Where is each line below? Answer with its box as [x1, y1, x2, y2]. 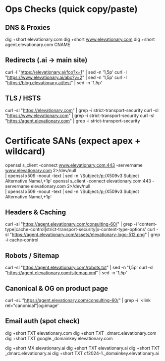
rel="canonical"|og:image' [5, 302, 59, 308]
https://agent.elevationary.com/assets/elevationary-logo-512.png [11, 232, 145, 238]
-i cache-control [5, 237, 39, 243]
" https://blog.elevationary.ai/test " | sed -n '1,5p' [5, 79, 103, 85]
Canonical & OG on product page [5, 284, 108, 293]
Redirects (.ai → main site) [5, 56, 88, 64]
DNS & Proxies [5, 23, 51, 32]
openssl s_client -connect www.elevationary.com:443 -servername [5, 162, 143, 168]
